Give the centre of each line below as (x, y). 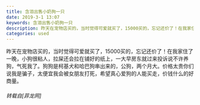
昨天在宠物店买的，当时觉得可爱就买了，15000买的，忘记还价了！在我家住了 (100, 52)
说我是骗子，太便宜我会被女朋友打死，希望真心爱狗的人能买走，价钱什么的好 (100, 74)
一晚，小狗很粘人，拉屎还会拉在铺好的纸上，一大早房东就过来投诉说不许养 (97, 59)
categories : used (28, 34)
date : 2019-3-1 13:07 (33, 17)
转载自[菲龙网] (24, 96)
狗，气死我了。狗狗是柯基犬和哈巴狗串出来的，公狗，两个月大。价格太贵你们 (100, 66)
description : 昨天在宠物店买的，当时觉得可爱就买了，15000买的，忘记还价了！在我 (97, 28)
